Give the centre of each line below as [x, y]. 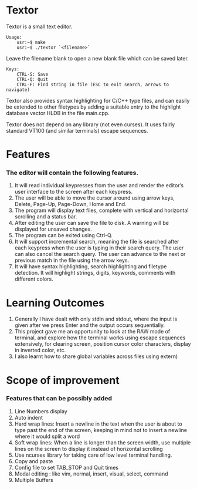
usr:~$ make [31, 42]
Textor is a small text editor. [39, 26]
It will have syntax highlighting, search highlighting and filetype [91, 267]
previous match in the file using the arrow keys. [72, 260]
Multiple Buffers [34, 480]
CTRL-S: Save [33, 74]
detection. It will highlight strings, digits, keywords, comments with [95, 273]
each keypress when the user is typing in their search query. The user [99, 248]
